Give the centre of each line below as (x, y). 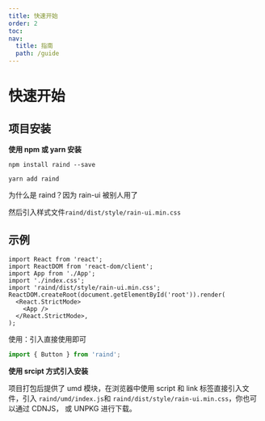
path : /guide (38, 53)
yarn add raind (34, 179)
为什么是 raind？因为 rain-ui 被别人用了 (74, 195)
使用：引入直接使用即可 (47, 339)
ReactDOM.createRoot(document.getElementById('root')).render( (117, 295)
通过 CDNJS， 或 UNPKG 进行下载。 (76, 408)
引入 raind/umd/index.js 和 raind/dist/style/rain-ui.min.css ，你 (132, 398)
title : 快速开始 (33, 16)
